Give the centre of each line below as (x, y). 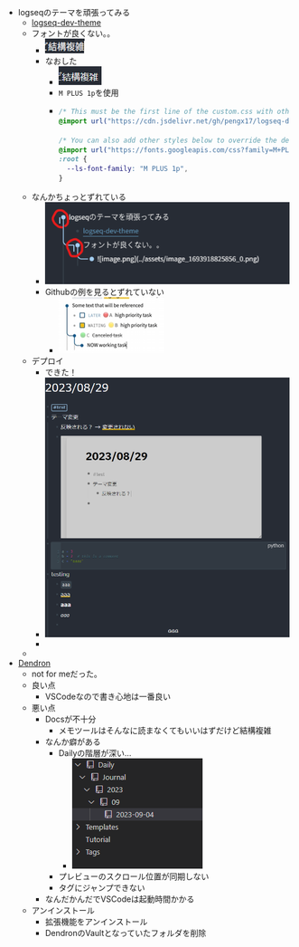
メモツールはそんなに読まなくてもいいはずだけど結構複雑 (165, 731)
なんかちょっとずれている (79, 197)
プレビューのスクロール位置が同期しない (134, 876)
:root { (73, 159)
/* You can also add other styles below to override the (168, 140)
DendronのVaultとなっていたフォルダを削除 (126, 933)
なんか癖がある (73, 742)
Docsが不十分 (70, 719)
